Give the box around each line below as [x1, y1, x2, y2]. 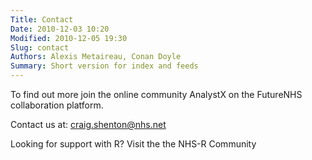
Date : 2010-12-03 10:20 [10, 24, 110, 34]
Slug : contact [10, 42, 70, 53]
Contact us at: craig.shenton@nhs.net [10, 119, 167, 130]
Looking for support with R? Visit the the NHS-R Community [10, 138, 257, 150]
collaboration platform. [10, 99, 104, 111]
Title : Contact [10, 14, 74, 25]
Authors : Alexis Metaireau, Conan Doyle [10, 52, 182, 62]
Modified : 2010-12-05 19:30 [10, 33, 128, 43]
